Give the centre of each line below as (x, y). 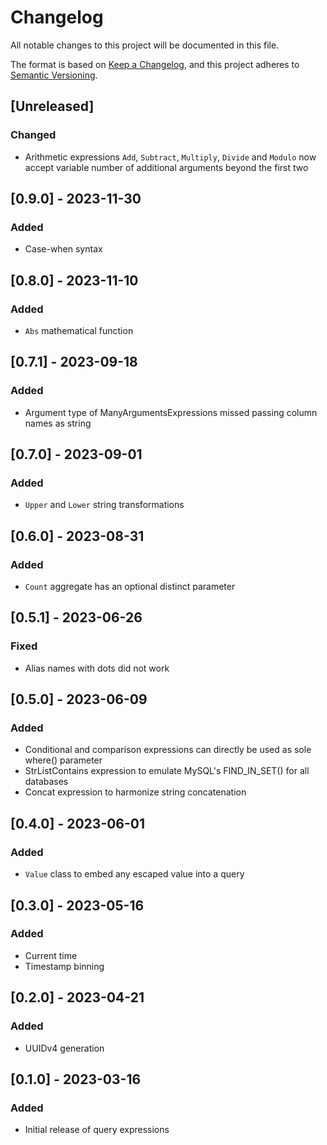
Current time (51, 955)
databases (46, 782)
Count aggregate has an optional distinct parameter (130, 587)
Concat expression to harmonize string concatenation (135, 792)
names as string (58, 423)
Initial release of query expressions (97, 1130)
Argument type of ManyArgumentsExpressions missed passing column (171, 412)
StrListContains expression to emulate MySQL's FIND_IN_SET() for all (167, 771)
